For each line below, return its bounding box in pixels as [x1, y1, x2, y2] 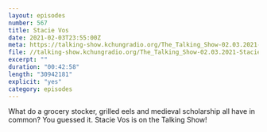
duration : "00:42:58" [8, 63, 80, 71]
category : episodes [8, 85, 73, 93]
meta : [8, 41, 26, 49]
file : [8, 48, 26, 56]
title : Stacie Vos [8, 26, 69, 34]
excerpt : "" [8, 56, 48, 64]
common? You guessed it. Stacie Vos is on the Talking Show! [8, 115, 208, 125]
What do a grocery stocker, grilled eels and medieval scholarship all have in [8, 107, 256, 116]
